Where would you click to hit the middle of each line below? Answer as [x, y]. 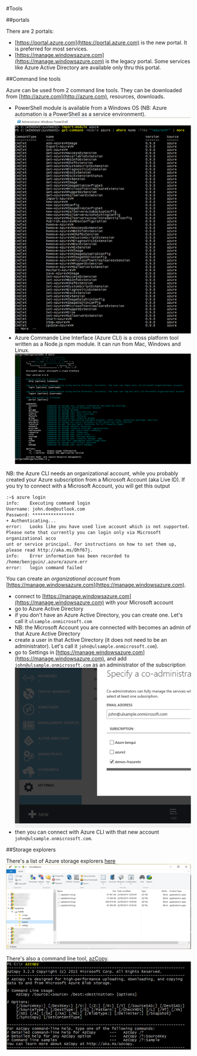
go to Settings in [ [36, 652]
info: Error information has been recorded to [68, 556]
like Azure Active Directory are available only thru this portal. [88, 67]
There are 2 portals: [30, 31]
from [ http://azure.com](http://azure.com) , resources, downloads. [86, 97]
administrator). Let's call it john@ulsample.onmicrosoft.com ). [86, 646]
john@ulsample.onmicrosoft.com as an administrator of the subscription [100, 665]
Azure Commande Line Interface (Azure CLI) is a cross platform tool [96, 338]
